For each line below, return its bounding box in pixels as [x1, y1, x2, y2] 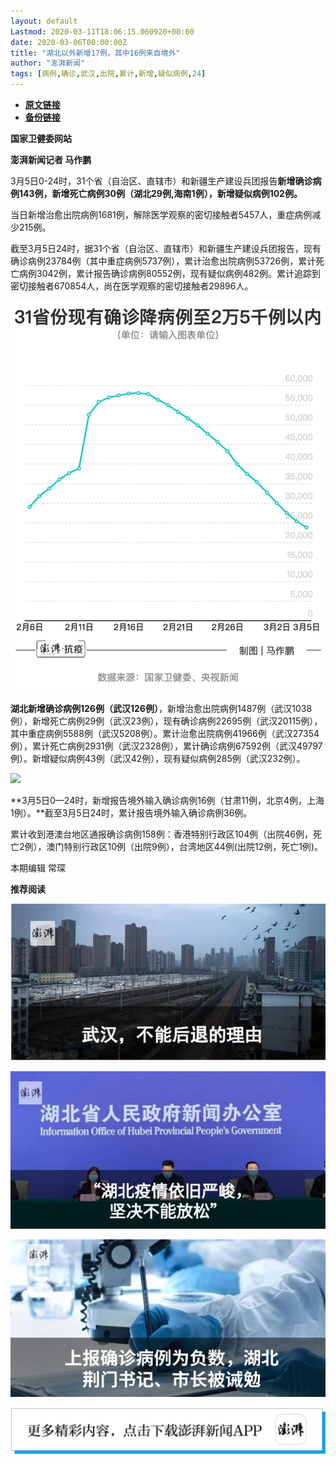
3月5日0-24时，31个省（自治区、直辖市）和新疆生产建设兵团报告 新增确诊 [10, 175, 313, 187]
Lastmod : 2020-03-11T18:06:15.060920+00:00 [10, 26, 195, 37]
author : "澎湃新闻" [10, 58, 86, 69]
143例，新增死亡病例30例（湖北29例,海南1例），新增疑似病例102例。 [18, 188, 303, 199]
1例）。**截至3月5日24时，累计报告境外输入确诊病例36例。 [10, 806, 253, 819]
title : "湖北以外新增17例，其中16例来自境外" [10, 48, 181, 58]
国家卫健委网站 [10, 133, 72, 144]
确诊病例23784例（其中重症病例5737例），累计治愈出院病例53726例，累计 [10, 255, 317, 267]
